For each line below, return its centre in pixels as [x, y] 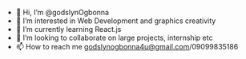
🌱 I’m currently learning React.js [69, 29]
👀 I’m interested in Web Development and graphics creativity [116, 21]
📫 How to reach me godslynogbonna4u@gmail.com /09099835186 [127, 47]
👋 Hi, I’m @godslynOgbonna [63, 12]
